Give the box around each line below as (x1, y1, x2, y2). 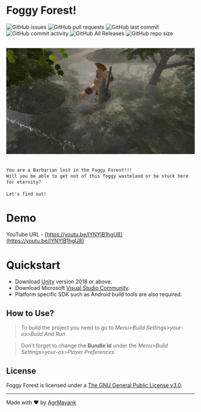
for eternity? (6, 179, 42, 186)
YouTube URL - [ (6, 231, 47, 238)
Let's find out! (6, 191, 47, 198)
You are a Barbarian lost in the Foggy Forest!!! (6, 167, 133, 174)
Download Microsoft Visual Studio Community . (14, 284, 130, 292)
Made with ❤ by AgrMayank (6, 399, 77, 406)
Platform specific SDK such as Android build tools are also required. (14, 291, 182, 298)
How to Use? (6, 308, 54, 318)
